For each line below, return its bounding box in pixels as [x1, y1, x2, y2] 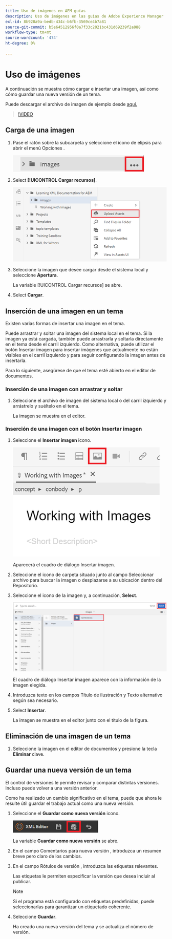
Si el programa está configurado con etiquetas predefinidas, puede [12, 898, 155, 904]
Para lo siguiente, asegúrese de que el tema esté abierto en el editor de [5, 368, 156, 374]
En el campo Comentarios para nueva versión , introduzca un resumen [12, 847, 162, 853]
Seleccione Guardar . [12, 913, 57, 920]
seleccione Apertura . [12, 272, 58, 279]
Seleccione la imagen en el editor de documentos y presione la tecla [12, 745, 157, 752]
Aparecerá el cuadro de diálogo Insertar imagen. [12, 561, 115, 568]
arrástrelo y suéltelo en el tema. [12, 402, 80, 409]
